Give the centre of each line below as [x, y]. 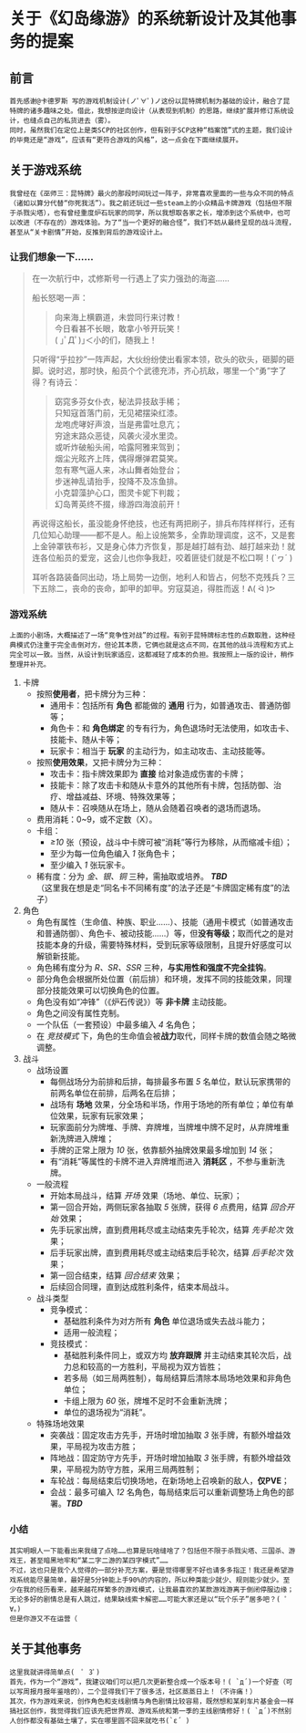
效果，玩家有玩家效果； [102, 1116]
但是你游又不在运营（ [43, 1619]
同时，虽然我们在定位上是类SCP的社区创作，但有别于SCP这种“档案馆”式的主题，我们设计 [151, 130]
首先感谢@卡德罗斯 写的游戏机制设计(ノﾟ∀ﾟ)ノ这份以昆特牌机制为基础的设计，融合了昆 [150, 101]
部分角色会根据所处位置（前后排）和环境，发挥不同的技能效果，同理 [164, 979]
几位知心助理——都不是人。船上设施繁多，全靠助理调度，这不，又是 [159, 535]
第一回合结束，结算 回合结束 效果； [116, 1276]
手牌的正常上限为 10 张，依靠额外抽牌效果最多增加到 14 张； [163, 1150]
